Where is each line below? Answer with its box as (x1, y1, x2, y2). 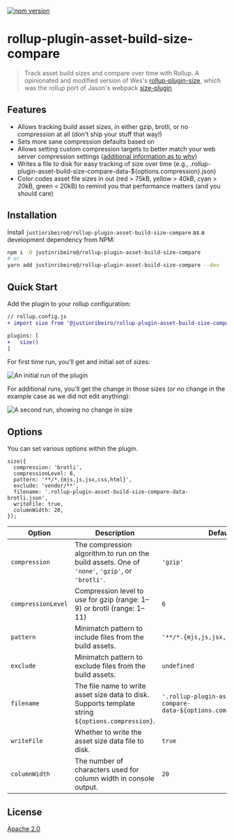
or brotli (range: (83, 603, 135, 613)
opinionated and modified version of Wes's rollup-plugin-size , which (24, 76, 221, 84)
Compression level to (74, 586, 144, 596)
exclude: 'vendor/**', (13, 482, 79, 490)
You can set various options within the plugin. (7, 444, 138, 453)
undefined (162, 662, 194, 670)
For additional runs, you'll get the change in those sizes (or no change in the (7, 384, 226, 393)
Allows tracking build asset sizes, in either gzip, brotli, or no (17, 122, 189, 130)
